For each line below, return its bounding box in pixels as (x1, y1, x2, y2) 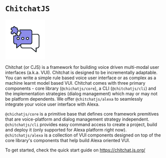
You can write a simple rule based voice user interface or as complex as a (5, 75, 157, 81)
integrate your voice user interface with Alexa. (5, 101, 100, 107)
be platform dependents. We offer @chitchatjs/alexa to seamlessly (5, 96, 143, 102)
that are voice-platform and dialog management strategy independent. (5, 116, 150, 122)
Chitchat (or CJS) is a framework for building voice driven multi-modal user (5, 64, 160, 70)
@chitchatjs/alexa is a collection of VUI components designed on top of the (5, 132, 161, 138)
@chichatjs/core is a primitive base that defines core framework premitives (5, 111, 159, 117)
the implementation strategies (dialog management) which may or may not (5, 90, 158, 97)
